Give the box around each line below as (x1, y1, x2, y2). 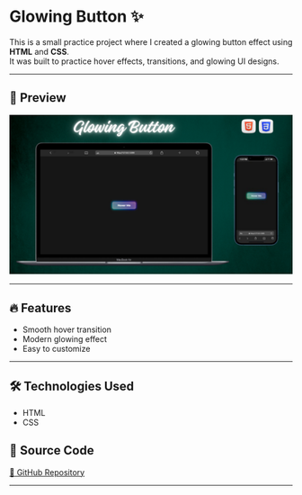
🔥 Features (9, 300, 72, 316)
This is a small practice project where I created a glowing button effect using (9, 36, 293, 47)
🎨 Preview (9, 90, 67, 105)
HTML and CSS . (9, 46, 70, 57)
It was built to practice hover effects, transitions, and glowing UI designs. (9, 56, 280, 67)
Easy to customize (22, 344, 91, 355)
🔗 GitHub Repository (9, 466, 85, 478)
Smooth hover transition (22, 324, 112, 335)
